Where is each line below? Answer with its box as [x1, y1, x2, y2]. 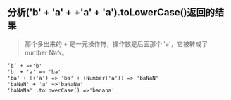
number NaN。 [24, 48, 68, 57]
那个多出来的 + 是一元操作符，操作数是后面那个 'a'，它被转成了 [24, 39, 208, 48]
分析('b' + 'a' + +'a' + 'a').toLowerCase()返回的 [7, 6, 215, 19]
